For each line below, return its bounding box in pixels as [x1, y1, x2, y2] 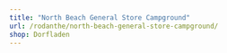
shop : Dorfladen [9, 30, 70, 39]
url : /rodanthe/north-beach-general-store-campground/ [9, 22, 219, 31]
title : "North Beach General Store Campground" [9, 13, 191, 22]
